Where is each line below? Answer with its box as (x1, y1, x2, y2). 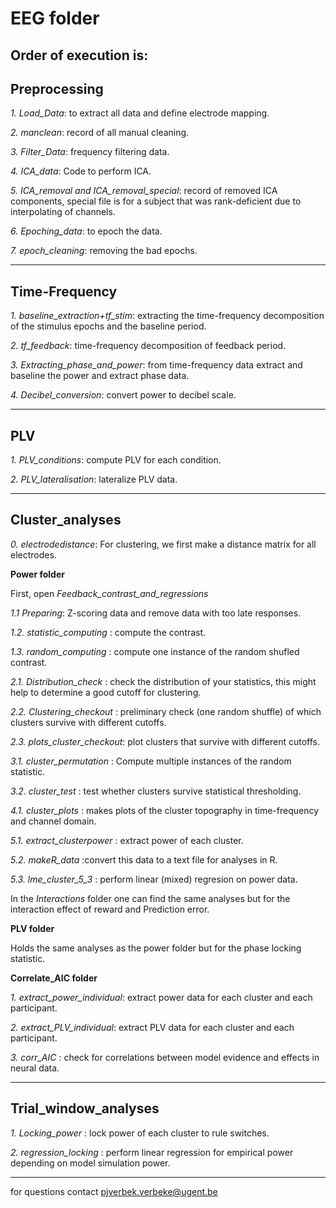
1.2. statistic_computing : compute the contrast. (10, 626, 207, 638)
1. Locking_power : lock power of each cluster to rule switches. (10, 1127, 270, 1139)
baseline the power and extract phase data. (10, 370, 190, 382)
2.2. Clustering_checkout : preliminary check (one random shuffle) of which (10, 705, 322, 717)
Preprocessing (10, 80, 104, 97)
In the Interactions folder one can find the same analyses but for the (10, 892, 291, 904)
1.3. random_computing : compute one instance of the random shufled (10, 645, 300, 657)
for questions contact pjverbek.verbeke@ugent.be (10, 1185, 218, 1197)
